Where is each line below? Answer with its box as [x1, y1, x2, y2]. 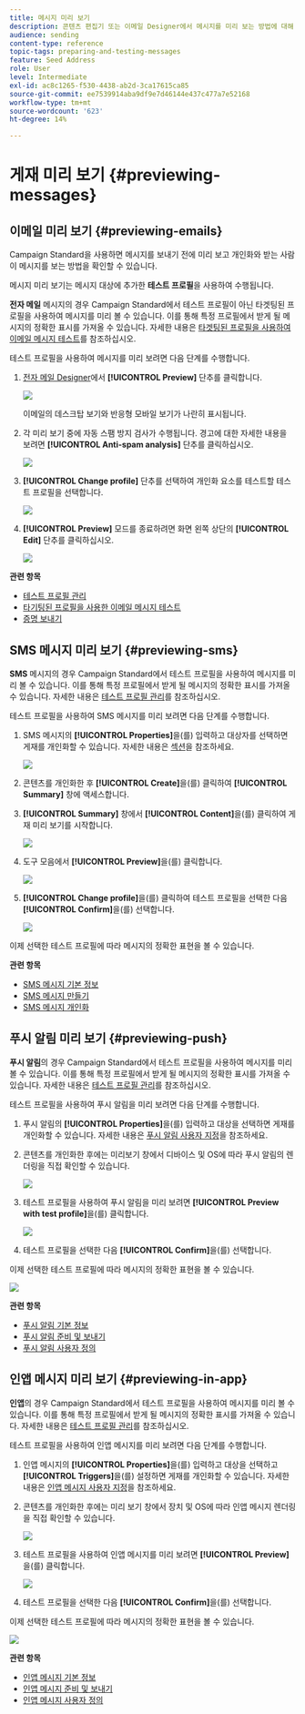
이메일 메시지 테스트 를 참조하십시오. [9, 333, 137, 344]
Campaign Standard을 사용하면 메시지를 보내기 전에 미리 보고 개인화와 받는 [9, 249, 279, 260]
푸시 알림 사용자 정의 [22, 1342, 97, 1353]
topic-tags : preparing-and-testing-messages [9, 47, 181, 56]
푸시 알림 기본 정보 [22, 1319, 89, 1330]
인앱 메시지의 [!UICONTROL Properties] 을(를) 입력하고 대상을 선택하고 [22, 1458, 279, 1470]
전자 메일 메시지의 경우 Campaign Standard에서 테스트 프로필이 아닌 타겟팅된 [9, 299, 285, 310]
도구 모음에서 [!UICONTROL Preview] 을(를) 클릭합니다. [22, 856, 223, 867]
